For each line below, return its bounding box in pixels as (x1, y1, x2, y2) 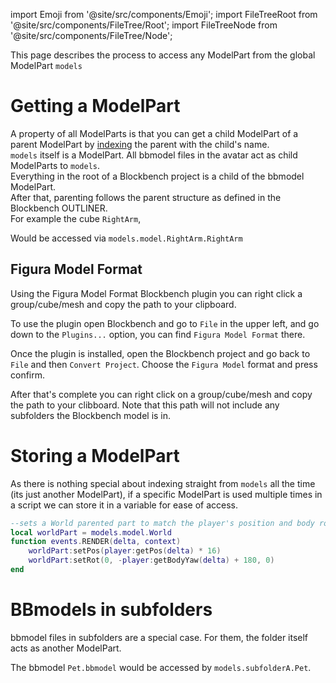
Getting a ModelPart (10, 95, 181, 118)
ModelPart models (10, 60, 83, 71)
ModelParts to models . (10, 159, 101, 171)
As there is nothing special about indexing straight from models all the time (10, 477, 316, 489)
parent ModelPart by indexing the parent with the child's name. (10, 138, 270, 150)
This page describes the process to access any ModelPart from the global (10, 49, 316, 61)
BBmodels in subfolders (10, 599, 213, 621)
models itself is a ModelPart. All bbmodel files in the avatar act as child (10, 149, 298, 161)
